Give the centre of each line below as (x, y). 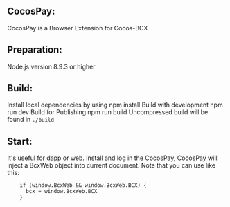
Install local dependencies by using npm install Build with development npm (115, 105)
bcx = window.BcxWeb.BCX (61, 192)
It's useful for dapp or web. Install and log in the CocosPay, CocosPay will (112, 158)
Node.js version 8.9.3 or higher (51, 66)
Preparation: (35, 50)
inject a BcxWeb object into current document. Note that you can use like (112, 165)
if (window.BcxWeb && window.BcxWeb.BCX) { (83, 186)
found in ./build (30, 120)
